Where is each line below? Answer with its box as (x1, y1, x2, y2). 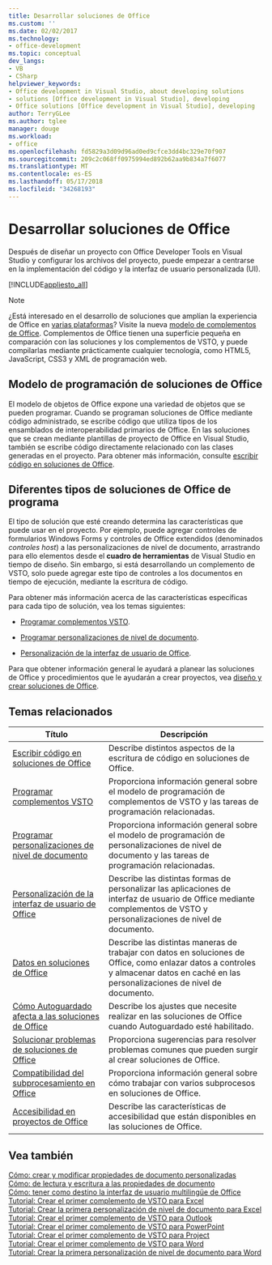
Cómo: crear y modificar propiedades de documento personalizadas (8, 1169, 236, 1179)
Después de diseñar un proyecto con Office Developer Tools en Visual (8, 246, 243, 256)
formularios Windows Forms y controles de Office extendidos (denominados (8, 534, 263, 543)
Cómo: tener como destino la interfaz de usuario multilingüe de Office (8, 1187, 241, 1197)
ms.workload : (8, 132, 53, 140)
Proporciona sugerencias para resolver (108, 1034, 257, 1046)
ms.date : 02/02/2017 (8, 27, 79, 35)
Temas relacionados (8, 705, 113, 718)
